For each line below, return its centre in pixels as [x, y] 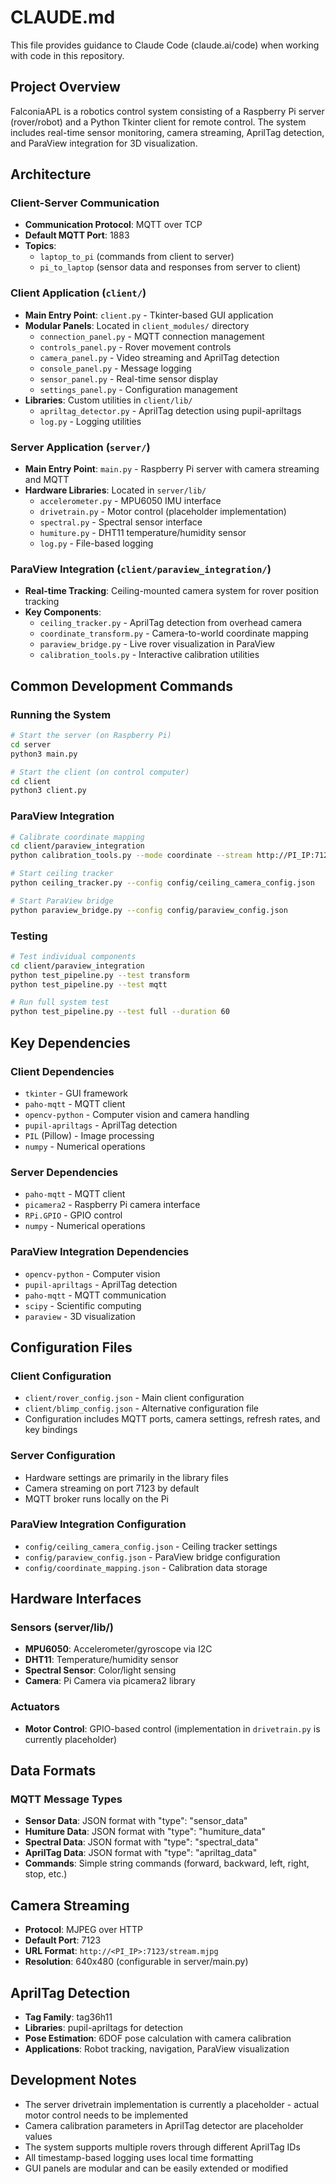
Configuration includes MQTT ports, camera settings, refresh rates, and [172, 1419]
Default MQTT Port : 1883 [77, 235]
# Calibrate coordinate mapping [77, 837]
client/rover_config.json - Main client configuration [134, 1398]
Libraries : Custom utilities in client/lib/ [108, 400]
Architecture [51, 174]
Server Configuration [63, 1456]
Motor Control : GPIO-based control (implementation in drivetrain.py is [172, 1728]
